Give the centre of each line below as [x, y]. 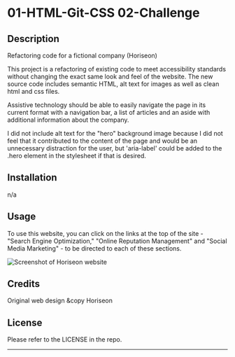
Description [33, 39]
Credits [24, 284]
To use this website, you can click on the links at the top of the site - [106, 233]
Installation [32, 177]
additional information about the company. [68, 120]
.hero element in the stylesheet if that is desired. [77, 156]
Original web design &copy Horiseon [60, 301]
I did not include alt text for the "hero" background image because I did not [115, 133]
